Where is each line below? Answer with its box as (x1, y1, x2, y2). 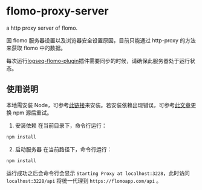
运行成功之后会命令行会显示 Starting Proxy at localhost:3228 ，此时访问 (6, 169, 191, 177)
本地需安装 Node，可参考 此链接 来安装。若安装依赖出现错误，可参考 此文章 (6, 101, 191, 108)
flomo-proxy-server (6, 4, 109, 18)
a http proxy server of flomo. (6, 24, 78, 31)
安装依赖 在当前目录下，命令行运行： (15, 122, 107, 129)
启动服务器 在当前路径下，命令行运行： (15, 145, 112, 152)
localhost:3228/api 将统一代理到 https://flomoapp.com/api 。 (6, 177, 162, 184)
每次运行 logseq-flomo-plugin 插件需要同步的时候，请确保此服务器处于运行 (6, 57, 191, 64)
